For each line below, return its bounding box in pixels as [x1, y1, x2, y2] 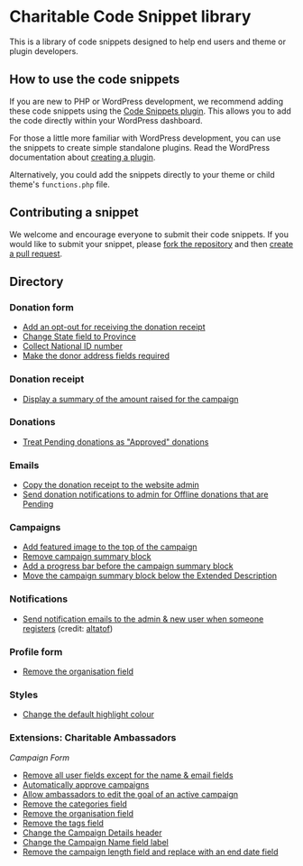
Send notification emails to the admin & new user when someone [22, 613, 264, 624]
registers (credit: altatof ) [22, 622, 114, 633]
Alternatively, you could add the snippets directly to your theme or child [9, 169, 275, 180]
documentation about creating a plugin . [9, 152, 156, 162]
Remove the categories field [22, 798, 128, 809]
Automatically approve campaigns [22, 778, 150, 790]
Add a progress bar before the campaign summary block [22, 561, 234, 572]
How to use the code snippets [9, 72, 180, 88]
